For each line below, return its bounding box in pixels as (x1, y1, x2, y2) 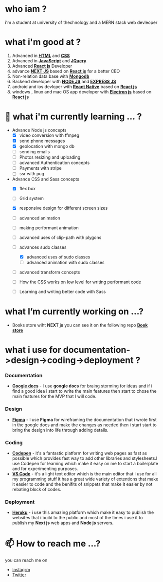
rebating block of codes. (12, 487, 62, 492)
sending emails (19, 149, 50, 154)
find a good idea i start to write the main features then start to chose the (12, 388, 157, 394)
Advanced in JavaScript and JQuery (12, 57, 87, 64)
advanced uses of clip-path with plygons (19, 235, 102, 240)
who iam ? (5, 3, 47, 15)
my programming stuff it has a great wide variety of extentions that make (12, 476, 159, 482)
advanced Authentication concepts (19, 160, 90, 166)
